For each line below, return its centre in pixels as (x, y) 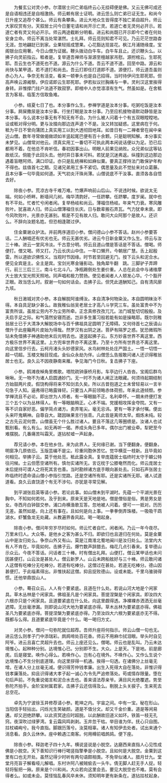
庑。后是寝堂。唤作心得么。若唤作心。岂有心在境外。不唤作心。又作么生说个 (83, 655)
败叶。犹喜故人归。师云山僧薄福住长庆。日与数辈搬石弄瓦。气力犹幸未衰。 (81, 209)
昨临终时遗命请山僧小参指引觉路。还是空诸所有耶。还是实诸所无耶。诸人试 (81, 475)
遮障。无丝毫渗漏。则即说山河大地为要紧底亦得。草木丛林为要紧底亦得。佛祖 (83, 607)
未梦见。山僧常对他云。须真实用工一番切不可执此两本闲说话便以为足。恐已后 (83, 142)
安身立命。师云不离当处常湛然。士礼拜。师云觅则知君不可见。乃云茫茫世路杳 (83, 38)
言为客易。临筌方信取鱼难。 (34, 94)
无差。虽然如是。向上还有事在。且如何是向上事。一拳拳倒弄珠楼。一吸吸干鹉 (83, 511)
